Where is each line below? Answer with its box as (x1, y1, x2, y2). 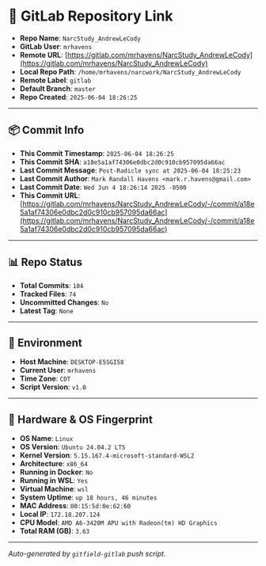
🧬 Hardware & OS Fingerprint (8, 412, 153, 426)
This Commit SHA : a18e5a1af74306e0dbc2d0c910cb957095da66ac (19, 157, 226, 166)
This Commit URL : (19, 190, 81, 200)
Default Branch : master (19, 83, 97, 93)
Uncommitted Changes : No (19, 297, 109, 307)
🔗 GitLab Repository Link (8, 7, 173, 25)
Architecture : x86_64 (19, 459, 89, 469)
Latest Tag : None (19, 306, 74, 315)
